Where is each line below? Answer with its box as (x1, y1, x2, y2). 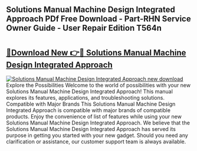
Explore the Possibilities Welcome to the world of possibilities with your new (6, 82, 191, 88)
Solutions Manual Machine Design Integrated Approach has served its (6, 126, 176, 132)
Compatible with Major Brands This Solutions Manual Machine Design (6, 100, 176, 107)
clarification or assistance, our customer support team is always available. (6, 138, 186, 145)
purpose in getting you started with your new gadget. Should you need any (6, 132, 189, 139)
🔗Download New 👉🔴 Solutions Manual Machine (6, 47, 186, 58)
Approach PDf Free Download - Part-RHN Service (6, 14, 191, 24)
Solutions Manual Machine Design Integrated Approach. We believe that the (6, 119, 191, 126)
